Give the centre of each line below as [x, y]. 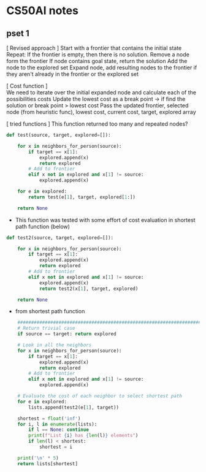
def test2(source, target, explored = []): [60, 238]
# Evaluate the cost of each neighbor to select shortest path [100, 396]
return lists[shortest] [48, 463]
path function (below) [43, 226]
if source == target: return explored [67, 334]
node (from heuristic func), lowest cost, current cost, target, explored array [101, 112]
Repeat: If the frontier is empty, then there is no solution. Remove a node [98, 55]
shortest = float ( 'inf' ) [49, 418]
